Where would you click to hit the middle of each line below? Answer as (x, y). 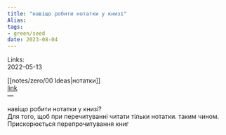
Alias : (17, 20)
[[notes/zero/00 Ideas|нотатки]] (54, 80)
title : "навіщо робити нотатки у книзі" (67, 14)
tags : (15, 27)
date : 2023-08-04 (33, 40)
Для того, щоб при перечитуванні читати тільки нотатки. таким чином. (113, 117)
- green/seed (26, 33)
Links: (16, 59)
